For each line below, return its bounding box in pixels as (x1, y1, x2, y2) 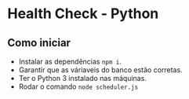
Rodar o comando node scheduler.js (18, 82, 139, 91)
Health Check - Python (7, 5, 159, 23)
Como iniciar (7, 36, 71, 49)
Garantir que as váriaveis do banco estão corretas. (18, 65, 183, 75)
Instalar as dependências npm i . (18, 57, 122, 66)
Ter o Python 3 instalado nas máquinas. (18, 74, 147, 82)
